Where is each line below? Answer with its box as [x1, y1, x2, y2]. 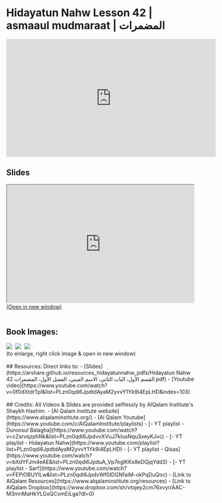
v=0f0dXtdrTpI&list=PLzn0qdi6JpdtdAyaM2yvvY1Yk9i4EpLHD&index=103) [6, 388, 190, 395]
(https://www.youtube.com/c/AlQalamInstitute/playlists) [6, 420, 144, 427]
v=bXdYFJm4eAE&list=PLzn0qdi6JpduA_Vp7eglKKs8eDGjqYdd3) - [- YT [6, 458, 186, 465]
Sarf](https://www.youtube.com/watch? [29, 465, 127, 472]
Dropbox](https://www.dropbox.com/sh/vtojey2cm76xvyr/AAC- [28, 483, 185, 491]
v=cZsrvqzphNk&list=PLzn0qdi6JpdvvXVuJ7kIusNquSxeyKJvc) [6, 432, 165, 440]
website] [98, 407, 120, 414]
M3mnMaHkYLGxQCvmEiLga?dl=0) [6, 490, 95, 497]
